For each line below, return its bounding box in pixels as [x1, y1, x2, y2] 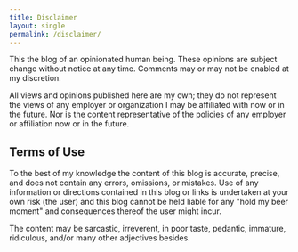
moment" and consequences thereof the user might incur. [9, 206, 222, 216]
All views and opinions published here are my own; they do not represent [9, 90, 278, 101]
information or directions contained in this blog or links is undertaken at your [9, 187, 289, 198]
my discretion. [9, 73, 62, 84]
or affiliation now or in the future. [9, 118, 130, 129]
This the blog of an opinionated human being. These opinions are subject [9, 54, 278, 65]
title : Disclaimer [9, 12, 77, 22]
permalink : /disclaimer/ [9, 29, 101, 38]
